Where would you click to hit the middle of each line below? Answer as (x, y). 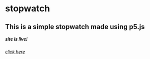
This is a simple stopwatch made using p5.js (75, 27)
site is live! (16, 39)
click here (15, 52)
